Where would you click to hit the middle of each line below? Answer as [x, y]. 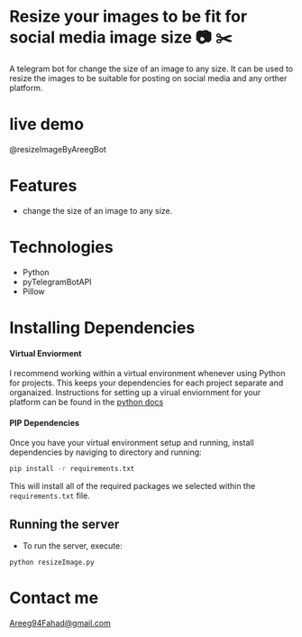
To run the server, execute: [73, 546]
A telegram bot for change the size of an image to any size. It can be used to [151, 69]
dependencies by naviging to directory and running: [105, 452]
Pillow [33, 291]
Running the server [64, 524]
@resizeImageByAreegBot [58, 149]
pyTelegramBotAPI [57, 282]
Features [43, 186]
